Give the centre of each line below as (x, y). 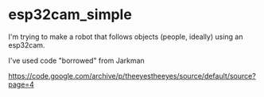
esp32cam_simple (70, 15)
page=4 (21, 84)
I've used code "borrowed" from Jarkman (76, 60)
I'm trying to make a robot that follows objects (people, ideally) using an (126, 37)
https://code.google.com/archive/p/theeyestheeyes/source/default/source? (132, 76)
